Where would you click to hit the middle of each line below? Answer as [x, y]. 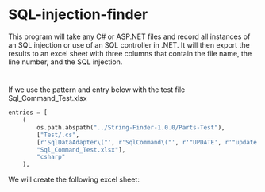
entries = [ [28, 113]
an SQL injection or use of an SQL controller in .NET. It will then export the [129, 44]
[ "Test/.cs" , [58, 135]
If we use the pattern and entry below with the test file [97, 90]
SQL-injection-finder [78, 15]
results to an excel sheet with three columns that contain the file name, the [130, 53]
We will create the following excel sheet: [74, 179]
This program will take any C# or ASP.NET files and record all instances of [129, 36]
